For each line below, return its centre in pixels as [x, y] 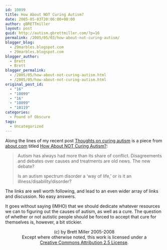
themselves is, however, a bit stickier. [44, 222]
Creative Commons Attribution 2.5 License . [84, 242]
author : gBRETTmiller [28, 24]
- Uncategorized [27, 126]
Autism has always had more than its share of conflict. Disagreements [90, 155]
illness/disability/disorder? [44, 181]
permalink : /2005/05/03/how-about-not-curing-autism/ [63, 38]
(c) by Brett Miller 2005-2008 [84, 231]
